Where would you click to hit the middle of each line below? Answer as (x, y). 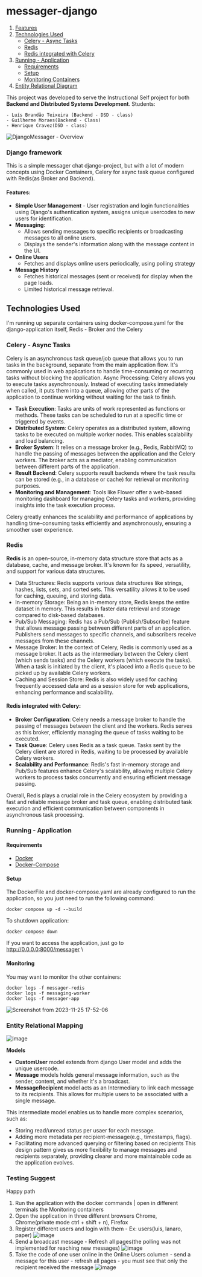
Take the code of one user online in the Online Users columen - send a (103, 1255)
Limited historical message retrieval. (69, 289)
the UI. (32, 251)
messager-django (52, 11)
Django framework (34, 152)
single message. (35, 1100)
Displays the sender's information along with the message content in (109, 244)
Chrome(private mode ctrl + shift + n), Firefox (71, 1223)
